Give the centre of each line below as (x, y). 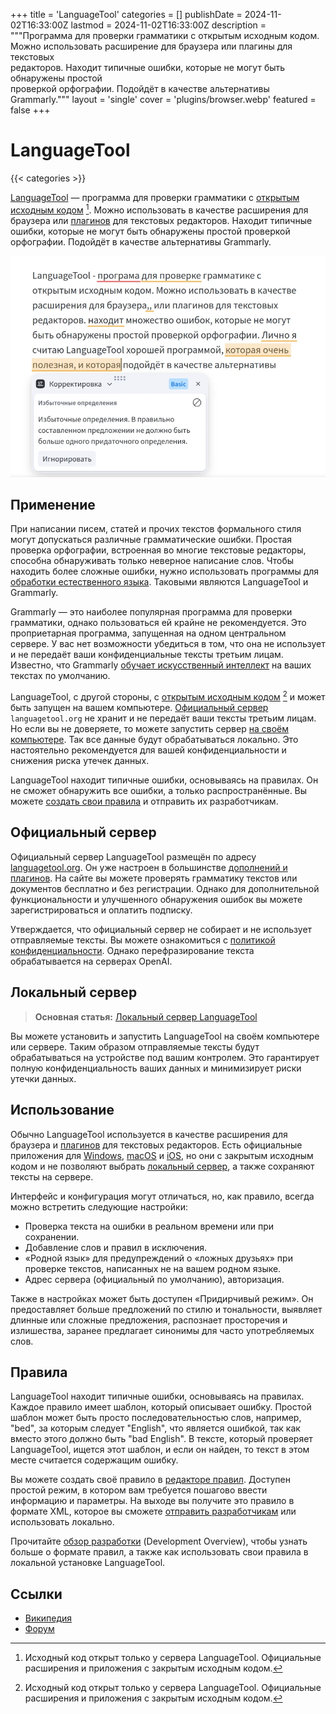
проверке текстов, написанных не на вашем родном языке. (153, 1268)
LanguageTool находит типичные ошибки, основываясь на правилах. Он (164, 780)
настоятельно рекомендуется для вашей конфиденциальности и (148, 750)
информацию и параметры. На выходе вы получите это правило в (152, 1501)
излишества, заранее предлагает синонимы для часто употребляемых (162, 1330)
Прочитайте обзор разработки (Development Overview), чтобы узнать (159, 1541)
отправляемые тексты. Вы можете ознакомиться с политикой (143, 940)
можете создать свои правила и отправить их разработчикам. (144, 801)
